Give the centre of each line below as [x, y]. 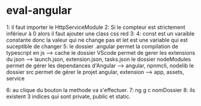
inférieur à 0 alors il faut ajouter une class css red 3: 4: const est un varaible [100, 33]
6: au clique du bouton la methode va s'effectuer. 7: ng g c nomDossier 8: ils [101, 90]
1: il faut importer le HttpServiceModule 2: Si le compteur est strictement [96, 27]
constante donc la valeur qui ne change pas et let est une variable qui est [97, 40]
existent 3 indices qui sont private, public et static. [69, 96]
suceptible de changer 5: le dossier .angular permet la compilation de [92, 46]
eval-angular [39, 11]
